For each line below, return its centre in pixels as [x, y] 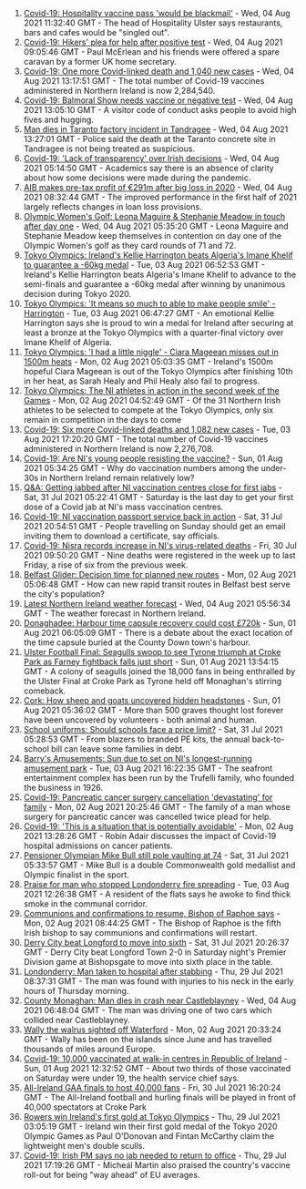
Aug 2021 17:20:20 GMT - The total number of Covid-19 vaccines [146, 439]
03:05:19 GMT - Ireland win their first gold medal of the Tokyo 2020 [150, 1126]
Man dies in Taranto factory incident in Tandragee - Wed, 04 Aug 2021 [156, 129]
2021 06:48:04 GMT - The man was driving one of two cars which [148, 1010]
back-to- [268, 739]
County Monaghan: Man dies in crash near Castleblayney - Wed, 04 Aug [160, 1000]
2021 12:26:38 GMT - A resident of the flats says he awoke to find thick [157, 894]
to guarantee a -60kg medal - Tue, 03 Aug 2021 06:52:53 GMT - [144, 265]
